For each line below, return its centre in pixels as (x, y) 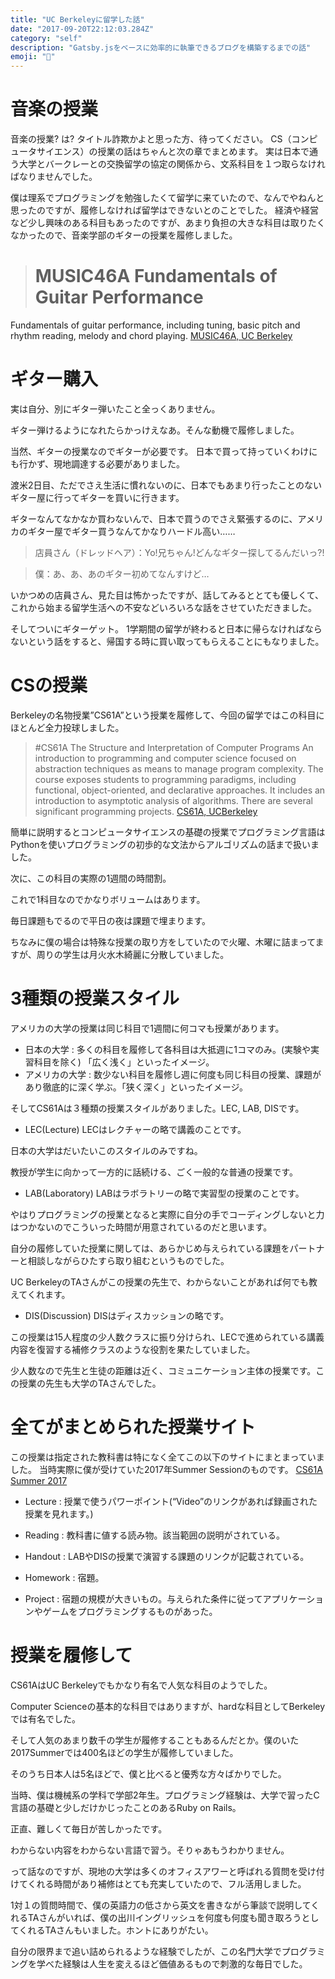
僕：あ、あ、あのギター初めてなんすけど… (122, 573)
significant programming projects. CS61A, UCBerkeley (146, 811)
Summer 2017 (39, 1480)
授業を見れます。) (59, 1513)
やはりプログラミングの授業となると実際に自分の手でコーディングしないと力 (167, 1214)
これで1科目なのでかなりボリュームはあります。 (108, 899)
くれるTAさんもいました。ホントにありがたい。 (116, 1930)
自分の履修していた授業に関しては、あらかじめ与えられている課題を (150, 1248)
